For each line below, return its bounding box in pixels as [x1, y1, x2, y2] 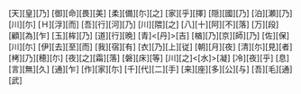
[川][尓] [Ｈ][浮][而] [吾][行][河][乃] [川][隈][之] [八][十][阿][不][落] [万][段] [8, 19, 279, 30]
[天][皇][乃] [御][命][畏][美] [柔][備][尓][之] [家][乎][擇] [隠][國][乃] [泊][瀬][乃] [8, 8, 293, 18]
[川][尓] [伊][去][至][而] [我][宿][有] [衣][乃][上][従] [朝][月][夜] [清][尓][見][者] [8, 41, 293, 52]
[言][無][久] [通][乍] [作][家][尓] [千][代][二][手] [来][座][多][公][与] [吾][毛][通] [8, 64, 293, 74]
